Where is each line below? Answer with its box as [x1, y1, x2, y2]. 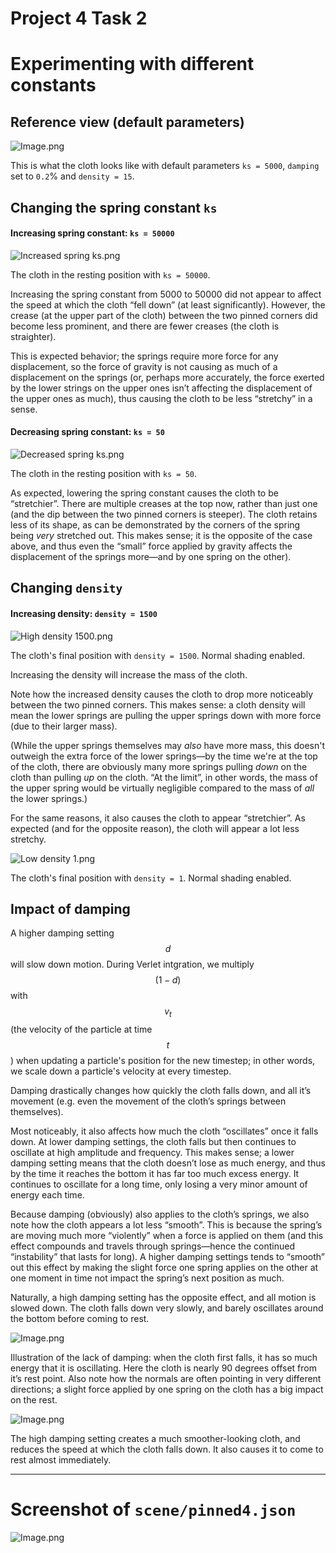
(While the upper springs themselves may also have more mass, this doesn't [10, 739, 326, 751]
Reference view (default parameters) [10, 113, 245, 131]
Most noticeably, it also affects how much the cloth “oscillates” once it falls [10, 1125, 319, 1137]
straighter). [10, 330, 57, 342]
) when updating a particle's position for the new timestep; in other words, [10, 1055, 316, 1067]
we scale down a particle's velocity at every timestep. [10, 1065, 232, 1077]
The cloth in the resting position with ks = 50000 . [10, 268, 211, 281]
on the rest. [10, 1394, 58, 1406]
